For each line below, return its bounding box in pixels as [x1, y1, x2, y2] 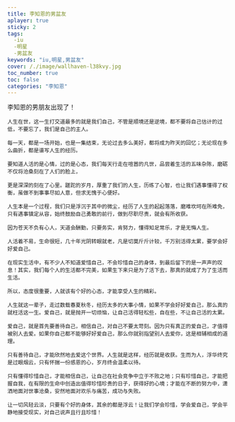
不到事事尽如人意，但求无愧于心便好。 [28, 189, 123, 197]
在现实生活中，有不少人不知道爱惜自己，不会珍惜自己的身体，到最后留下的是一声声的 [7, 259, 217, 266]
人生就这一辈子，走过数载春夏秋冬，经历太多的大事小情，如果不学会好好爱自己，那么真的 [7, 302, 228, 309]
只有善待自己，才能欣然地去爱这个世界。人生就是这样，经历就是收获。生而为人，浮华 [7, 351, 217, 359]
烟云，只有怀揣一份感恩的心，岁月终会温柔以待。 [23, 359, 145, 366]
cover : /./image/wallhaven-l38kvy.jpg [7, 63, 121, 70]
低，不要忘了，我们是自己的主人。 [7, 126, 92, 133]
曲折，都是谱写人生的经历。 [12, 147, 79, 154]
